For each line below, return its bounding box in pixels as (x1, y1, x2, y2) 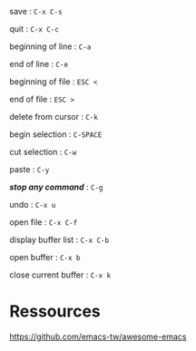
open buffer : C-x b (9, 252, 81, 262)
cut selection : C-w (9, 147, 77, 157)
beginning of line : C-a (9, 41, 92, 52)
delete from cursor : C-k (9, 112, 98, 122)
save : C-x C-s (9, 6, 63, 16)
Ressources (9, 301, 102, 322)
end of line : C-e (9, 59, 69, 69)
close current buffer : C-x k (9, 269, 112, 280)
